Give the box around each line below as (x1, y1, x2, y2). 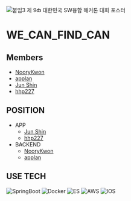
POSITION (6, 105, 45, 115)
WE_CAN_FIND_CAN (6, 28, 110, 42)
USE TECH (6, 171, 46, 182)
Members (6, 52, 43, 63)
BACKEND (14, 140, 41, 148)
